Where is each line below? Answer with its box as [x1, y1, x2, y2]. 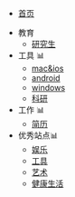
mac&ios [31, 63, 64, 74]
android [31, 73, 61, 84]
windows [31, 83, 66, 93]
